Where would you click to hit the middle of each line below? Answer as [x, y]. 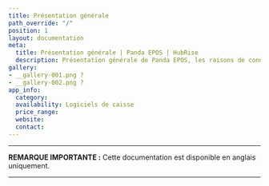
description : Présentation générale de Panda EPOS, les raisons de [130, 61]
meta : [17, 46]
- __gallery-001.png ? [46, 75]
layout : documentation [46, 38]
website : [30, 120]
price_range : [37, 113]
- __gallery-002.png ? [46, 82]
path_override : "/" [41, 23]
